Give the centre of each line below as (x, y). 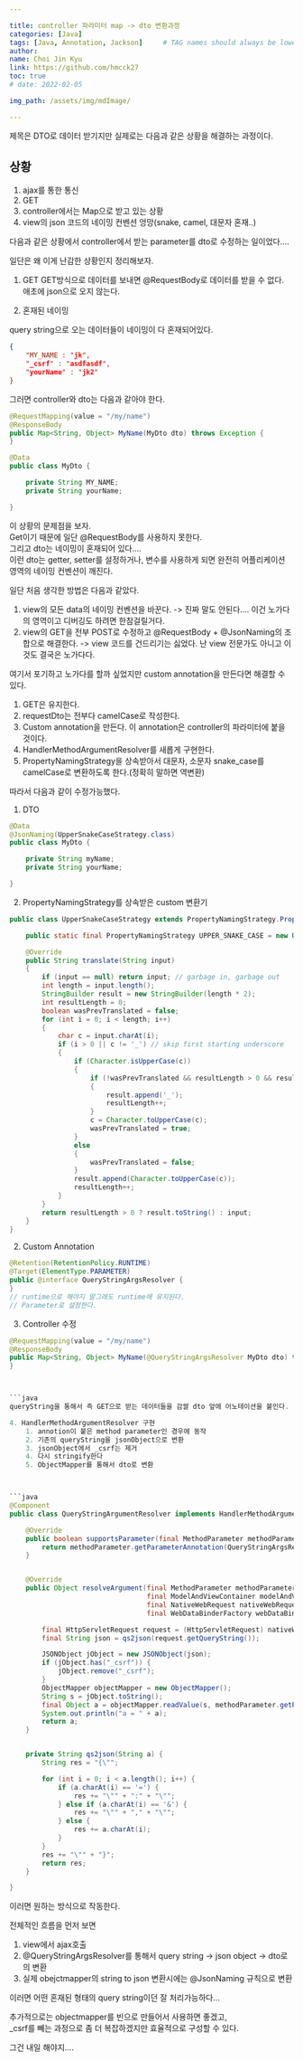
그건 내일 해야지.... (42, 2047)
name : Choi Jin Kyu (46, 60)
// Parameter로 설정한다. (53, 1305)
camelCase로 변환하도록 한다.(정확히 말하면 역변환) (114, 772)
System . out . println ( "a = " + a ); (105, 1713)
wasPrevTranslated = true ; (141, 1129)
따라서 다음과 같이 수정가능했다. (65, 791)
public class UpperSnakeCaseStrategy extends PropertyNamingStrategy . (145, 919)
